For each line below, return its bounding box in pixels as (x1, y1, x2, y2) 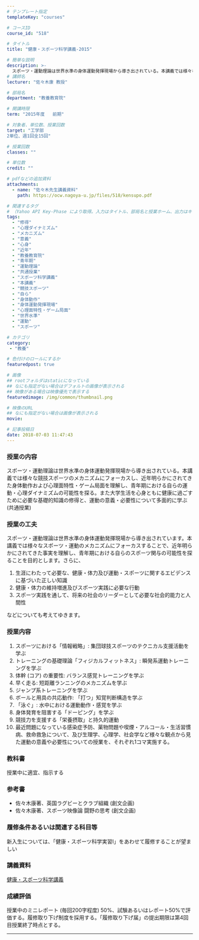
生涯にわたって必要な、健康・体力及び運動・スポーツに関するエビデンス (15, 569, 191, 576)
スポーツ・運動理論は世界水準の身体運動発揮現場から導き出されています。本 (6, 535, 193, 542)
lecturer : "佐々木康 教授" (6, 79, 68, 85)
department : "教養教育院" (6, 95, 66, 101)
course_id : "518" (6, 30, 50, 36)
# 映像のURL (6, 405, 34, 411)
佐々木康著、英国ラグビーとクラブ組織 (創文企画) (15, 799, 135, 807)
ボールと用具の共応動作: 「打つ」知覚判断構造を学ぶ (15, 694, 143, 701)
